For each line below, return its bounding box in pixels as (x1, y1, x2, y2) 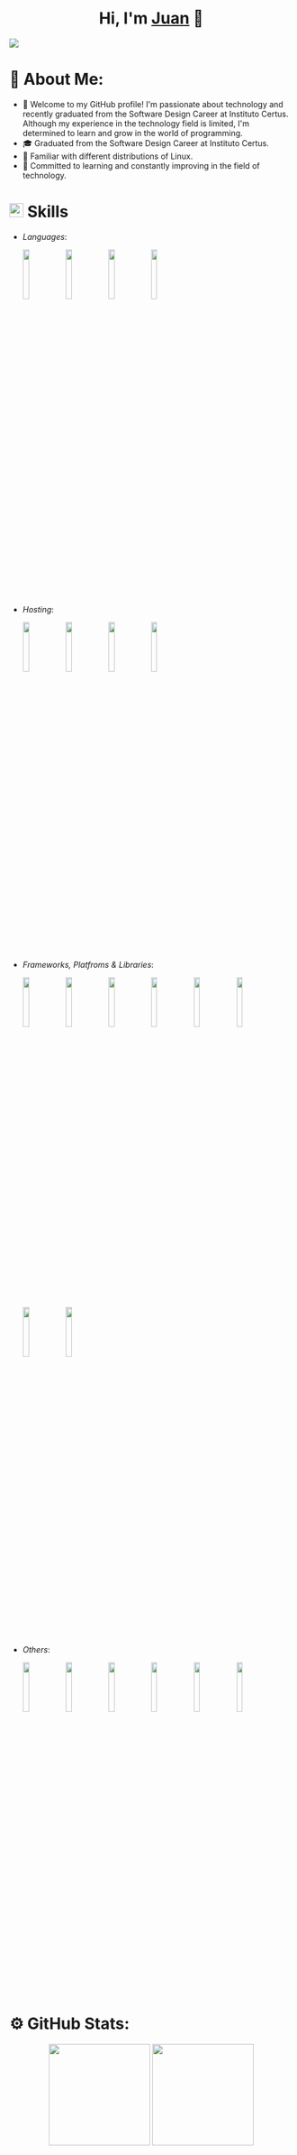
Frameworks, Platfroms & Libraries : (22, 959, 155, 970)
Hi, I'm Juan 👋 (98, 8, 204, 29)
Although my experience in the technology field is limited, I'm (22, 117, 250, 129)
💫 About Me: (9, 69, 104, 89)
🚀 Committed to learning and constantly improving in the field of (22, 160, 260, 170)
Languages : (22, 231, 67, 242)
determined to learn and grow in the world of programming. (22, 127, 243, 138)
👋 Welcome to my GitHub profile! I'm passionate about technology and (22, 98, 283, 109)
